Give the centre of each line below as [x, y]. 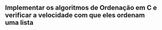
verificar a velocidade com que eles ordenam [75, 15]
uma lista [19, 23]
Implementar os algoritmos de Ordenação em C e [81, 8]
